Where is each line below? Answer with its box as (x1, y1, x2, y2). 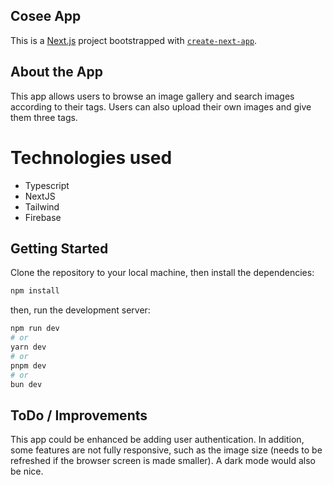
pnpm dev (10, 360, 47, 371)
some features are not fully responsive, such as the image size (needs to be (10, 444, 323, 456)
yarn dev (10, 342, 47, 352)
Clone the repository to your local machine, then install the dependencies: (10, 267, 315, 279)
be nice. (10, 465, 44, 478)
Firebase (24, 211, 62, 223)
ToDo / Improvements (10, 407, 148, 424)
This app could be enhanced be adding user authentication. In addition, (10, 434, 305, 446)
